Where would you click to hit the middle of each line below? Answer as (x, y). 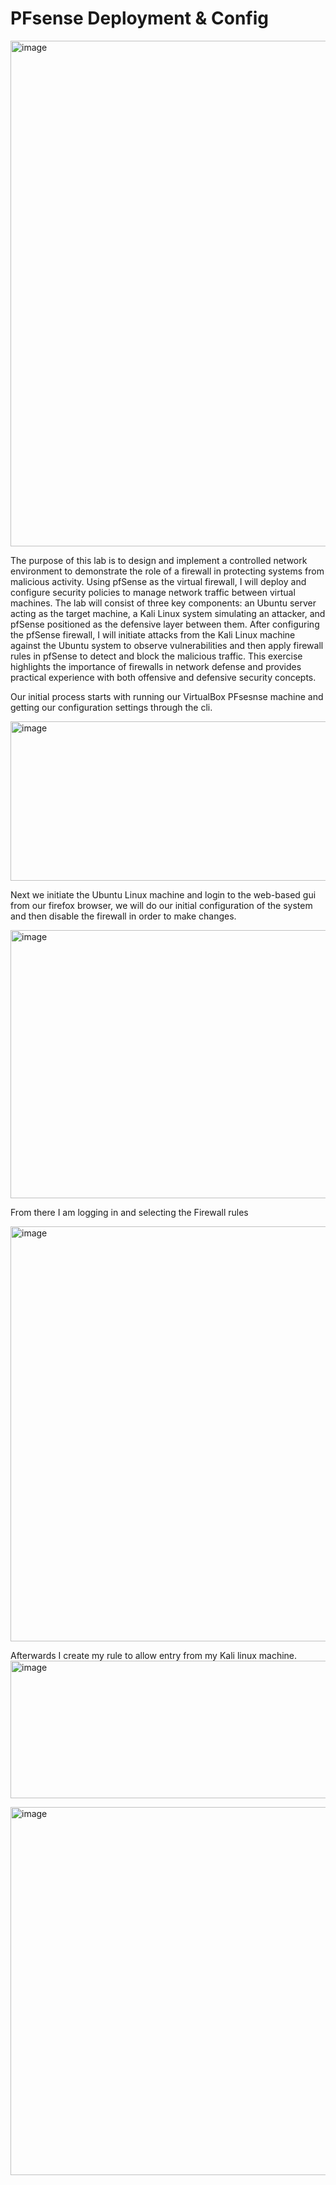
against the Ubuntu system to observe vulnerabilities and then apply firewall (167, 645)
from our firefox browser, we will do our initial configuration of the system (161, 905)
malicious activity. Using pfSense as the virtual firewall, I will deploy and (158, 581)
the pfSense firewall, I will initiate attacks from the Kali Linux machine (153, 634)
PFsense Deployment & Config (139, 18)
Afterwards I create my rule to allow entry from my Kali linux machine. (154, 1655)
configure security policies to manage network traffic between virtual (153, 592)
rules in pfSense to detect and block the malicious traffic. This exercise (156, 656)
